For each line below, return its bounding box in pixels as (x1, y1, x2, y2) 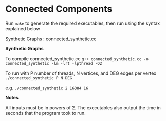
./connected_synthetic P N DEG (5, 75, 72, 80)
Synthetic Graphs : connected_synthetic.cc (5, 36, 97, 42)
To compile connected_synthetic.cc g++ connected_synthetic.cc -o (5, 55, 149, 62)
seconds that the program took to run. (5, 110, 86, 116)
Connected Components (5, 3, 113, 15)
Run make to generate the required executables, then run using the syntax (5, 20, 160, 26)
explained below (5, 25, 40, 31)
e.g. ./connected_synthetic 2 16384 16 (5, 84, 88, 91)
